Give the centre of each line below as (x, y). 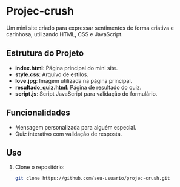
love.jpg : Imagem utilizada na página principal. (74, 80)
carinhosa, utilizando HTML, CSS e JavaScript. (65, 34)
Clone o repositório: (40, 167)
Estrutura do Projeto (45, 54)
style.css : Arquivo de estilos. (52, 74)
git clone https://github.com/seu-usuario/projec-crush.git (92, 179)
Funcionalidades (38, 113)
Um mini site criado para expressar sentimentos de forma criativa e (90, 28)
